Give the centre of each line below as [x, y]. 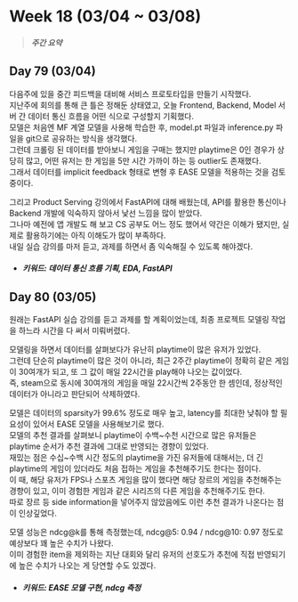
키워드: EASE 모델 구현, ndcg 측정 [81, 587]
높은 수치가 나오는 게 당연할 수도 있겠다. [87, 565]
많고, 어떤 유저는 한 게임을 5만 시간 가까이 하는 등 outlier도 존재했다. [143, 160]
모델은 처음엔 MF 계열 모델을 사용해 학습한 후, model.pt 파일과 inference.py [141, 127]
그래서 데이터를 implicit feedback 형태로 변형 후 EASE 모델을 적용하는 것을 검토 [148, 172]
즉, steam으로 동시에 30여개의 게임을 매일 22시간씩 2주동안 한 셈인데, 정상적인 [146, 383]
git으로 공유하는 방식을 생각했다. [81, 138]
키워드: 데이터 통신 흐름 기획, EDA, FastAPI [97, 268]
